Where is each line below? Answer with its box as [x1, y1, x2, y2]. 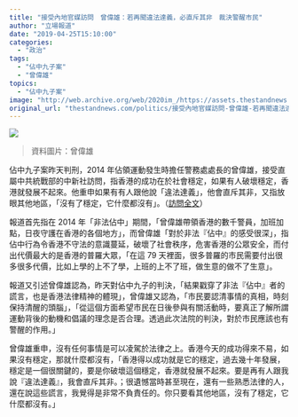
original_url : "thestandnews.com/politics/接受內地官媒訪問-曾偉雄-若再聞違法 [9, 104, 286, 113]
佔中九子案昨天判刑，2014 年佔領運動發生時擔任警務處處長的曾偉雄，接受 [9, 165, 278, 176]
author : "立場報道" [9, 21, 76, 30]
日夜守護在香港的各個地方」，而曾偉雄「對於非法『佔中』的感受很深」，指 [24, 228, 289, 239]
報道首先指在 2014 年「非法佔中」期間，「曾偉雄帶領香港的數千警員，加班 [9, 216, 277, 227]
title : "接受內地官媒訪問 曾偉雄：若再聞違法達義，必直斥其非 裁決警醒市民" [9, 12, 263, 22]
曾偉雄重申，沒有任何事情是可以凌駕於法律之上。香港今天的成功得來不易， [9, 343, 281, 354]
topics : [9, 79, 38, 88]
